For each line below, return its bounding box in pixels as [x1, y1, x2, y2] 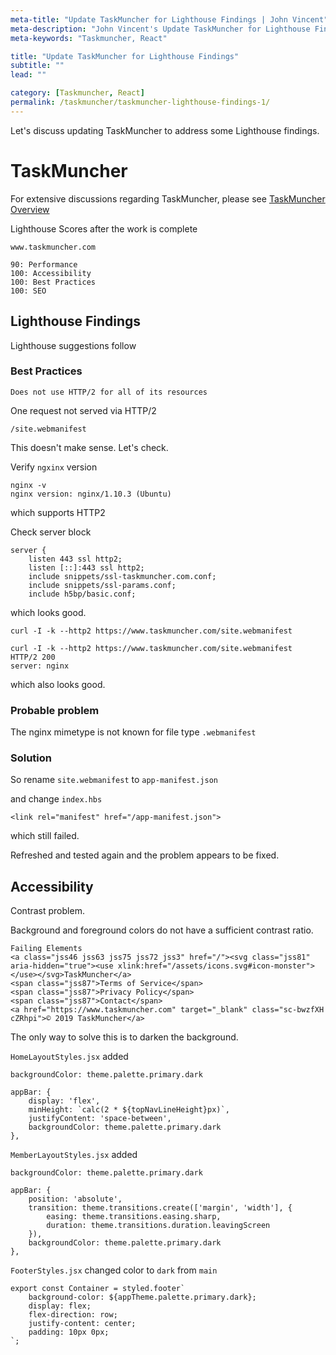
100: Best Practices [10, 277, 97, 287]
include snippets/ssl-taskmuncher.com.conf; [28, 571, 217, 581]
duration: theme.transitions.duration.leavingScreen [46, 1221, 271, 1231]
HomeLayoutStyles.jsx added [10, 1051, 129, 1063]
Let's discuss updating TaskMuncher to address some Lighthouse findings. [10, 124, 320, 136]
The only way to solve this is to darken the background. [10, 1031, 239, 1043]
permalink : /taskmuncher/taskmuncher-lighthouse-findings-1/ [10, 97, 271, 107]
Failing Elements [10, 944, 83, 954]
